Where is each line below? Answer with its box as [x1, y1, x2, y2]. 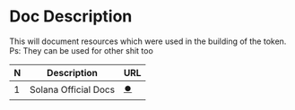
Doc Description [9, 6, 133, 27]
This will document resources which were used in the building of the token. [9, 36, 287, 47]
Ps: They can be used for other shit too [9, 45, 154, 55]
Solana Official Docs [30, 83, 115, 96]
